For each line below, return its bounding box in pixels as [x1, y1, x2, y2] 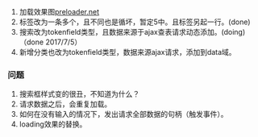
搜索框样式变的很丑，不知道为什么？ [19, 89, 140, 99]
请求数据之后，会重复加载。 [19, 99, 112, 109]
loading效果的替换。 [19, 119, 87, 129]
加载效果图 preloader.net [19, 7, 100, 16]
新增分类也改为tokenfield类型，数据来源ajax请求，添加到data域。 [19, 48, 236, 56]
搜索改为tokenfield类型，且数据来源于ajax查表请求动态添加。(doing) [19, 27, 246, 36]
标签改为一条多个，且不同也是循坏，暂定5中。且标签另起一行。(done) [19, 17, 251, 27]
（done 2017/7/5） [19, 37, 82, 47]
